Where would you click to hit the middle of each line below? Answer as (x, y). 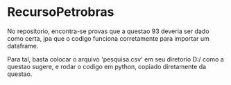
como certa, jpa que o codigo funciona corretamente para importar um (108, 38)
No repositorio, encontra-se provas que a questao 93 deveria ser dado (108, 31)
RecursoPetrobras (61, 12)
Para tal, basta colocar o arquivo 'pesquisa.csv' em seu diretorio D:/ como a (115, 59)
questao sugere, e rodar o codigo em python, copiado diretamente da (107, 66)
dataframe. (23, 46)
